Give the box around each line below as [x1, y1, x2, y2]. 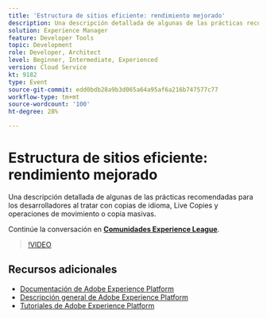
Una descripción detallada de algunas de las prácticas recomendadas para [8, 192, 253, 201]
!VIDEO [27, 239, 52, 249]
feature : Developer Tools [8, 33, 94, 42]
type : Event [8, 78, 48, 86]
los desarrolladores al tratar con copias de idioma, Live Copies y [8, 200, 219, 210]
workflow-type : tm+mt [8, 93, 80, 101]
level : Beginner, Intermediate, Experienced [8, 56, 158, 64]
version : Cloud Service [8, 64, 87, 72]
